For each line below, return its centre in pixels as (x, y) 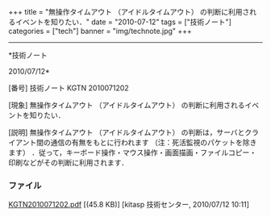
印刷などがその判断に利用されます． (69, 163)
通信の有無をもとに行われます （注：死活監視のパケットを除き (154, 142)
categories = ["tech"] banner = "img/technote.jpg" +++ (100, 31)
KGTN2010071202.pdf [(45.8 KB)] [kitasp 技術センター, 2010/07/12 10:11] (129, 205)
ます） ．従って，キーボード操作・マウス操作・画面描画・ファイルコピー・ (132, 152)
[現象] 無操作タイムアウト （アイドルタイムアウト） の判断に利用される (127, 105)
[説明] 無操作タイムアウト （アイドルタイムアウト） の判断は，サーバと (127, 132)
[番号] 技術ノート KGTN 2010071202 (69, 88)
